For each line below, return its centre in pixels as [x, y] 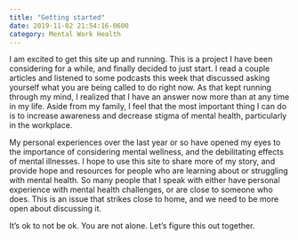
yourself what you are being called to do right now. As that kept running [141, 88]
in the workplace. [41, 125]
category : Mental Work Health [65, 34]
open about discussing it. [56, 209]
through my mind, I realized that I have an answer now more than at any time [149, 97]
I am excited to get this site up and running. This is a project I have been [141, 60]
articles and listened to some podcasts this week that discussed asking [140, 78]
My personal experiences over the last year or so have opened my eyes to [145, 142]
